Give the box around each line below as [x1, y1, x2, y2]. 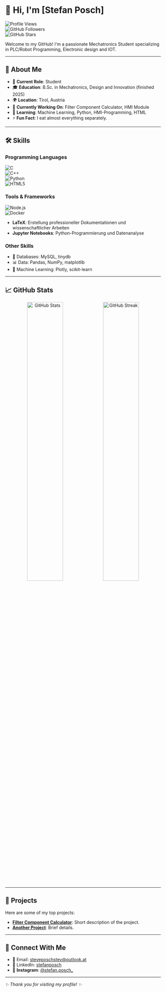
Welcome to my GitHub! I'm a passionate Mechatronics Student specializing [5, 41, 160, 47]
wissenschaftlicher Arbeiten [12, 224, 70, 230]
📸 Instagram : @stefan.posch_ [12, 967, 73, 973]
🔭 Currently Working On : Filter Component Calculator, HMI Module [12, 104, 150, 110]
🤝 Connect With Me [5, 943, 66, 952]
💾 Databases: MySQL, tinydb [12, 254, 71, 260]
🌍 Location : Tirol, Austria [12, 97, 65, 103]
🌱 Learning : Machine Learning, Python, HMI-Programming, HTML [12, 109, 147, 115]
